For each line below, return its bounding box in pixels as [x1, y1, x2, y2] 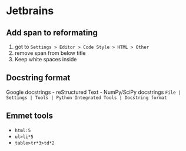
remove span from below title [14, 50, 86, 57]
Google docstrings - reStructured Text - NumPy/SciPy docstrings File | [6, 88, 181, 96]
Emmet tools [6, 111, 53, 121]
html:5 [14, 127, 31, 133]
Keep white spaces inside [14, 56, 77, 63]
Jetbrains [6, 4, 54, 18]
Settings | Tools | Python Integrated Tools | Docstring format [6, 94, 167, 101]
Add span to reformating [6, 28, 98, 38]
